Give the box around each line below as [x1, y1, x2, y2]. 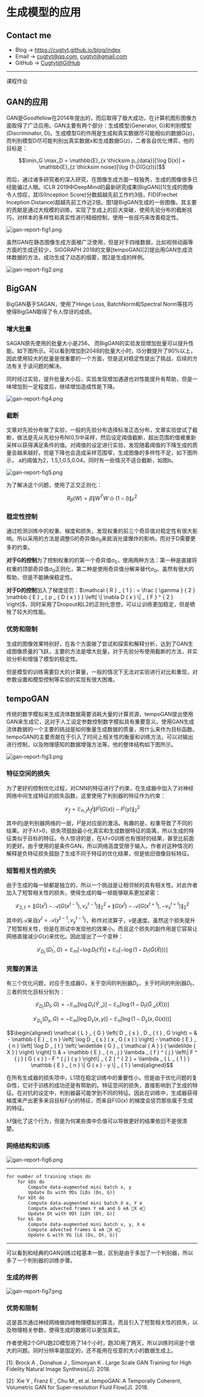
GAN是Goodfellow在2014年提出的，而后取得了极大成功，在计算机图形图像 [6, 114, 192, 122]
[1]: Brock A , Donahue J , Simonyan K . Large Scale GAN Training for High [6, 1359, 192, 1367]
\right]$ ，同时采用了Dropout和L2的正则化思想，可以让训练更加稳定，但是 [6, 601, 190, 608]
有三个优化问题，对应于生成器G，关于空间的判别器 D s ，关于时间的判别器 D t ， [6, 979, 197, 988]
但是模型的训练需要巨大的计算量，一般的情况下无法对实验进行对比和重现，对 [6, 668, 198, 675]
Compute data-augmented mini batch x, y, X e [28, 1221, 146, 1227]
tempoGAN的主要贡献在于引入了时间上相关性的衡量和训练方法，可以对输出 [6, 733, 194, 740]
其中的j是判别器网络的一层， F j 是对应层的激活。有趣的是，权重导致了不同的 [6, 818, 193, 827]
